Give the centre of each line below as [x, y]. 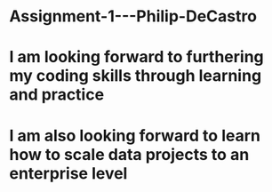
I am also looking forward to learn [135, 136]
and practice [57, 95]
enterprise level [68, 173]
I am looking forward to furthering [136, 57]
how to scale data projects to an [129, 154]
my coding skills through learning [136, 76]
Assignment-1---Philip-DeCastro [133, 16]
